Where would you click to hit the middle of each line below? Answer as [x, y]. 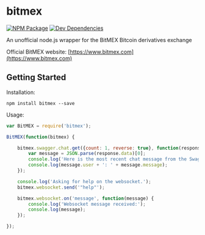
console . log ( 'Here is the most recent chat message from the [108, 159]
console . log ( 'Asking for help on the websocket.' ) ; [84, 181]
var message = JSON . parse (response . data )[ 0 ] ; [87, 154]
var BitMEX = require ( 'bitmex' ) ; [49, 126]
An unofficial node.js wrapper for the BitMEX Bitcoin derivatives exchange [99, 40]
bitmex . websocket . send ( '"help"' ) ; [61, 187]
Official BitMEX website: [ [38, 52]
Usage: [15, 115]
